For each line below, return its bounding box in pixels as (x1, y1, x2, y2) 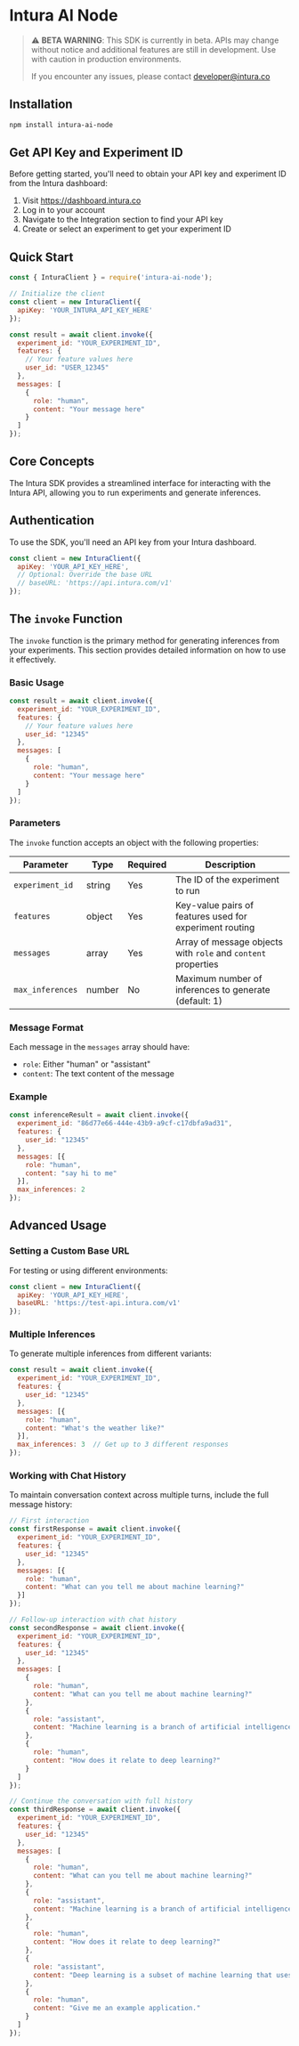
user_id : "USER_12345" (25, 363, 109, 372)
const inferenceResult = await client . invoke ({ (9, 1110, 190, 1120)
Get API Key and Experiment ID (9, 145, 184, 160)
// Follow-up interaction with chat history (9, 1615, 177, 1625)
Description (205, 858, 256, 871)
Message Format (9, 1021, 85, 1034)
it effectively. (9, 654, 57, 664)
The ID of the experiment (174, 873, 280, 886)
